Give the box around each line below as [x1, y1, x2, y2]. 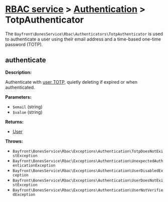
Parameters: [5, 94, 32, 100]
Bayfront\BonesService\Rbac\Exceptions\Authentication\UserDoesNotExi [12, 178, 163, 183]
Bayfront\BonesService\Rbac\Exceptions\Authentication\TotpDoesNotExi [12, 149, 163, 154]
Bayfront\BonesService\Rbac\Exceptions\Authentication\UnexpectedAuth [12, 158, 163, 163]
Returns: [5, 119, 24, 125]
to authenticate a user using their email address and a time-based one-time [5, 36, 161, 42]
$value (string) [12, 109, 43, 115]
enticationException [12, 163, 56, 168]
